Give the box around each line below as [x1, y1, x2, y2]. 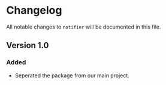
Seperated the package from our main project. [14, 72, 130, 79]
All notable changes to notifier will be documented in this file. [6, 23, 161, 30]
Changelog [6, 4, 62, 17]
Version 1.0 [6, 40, 49, 51]
